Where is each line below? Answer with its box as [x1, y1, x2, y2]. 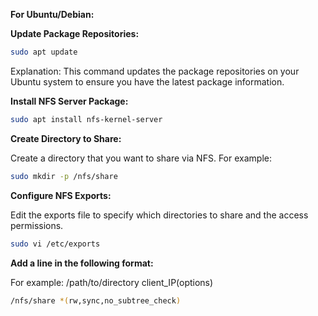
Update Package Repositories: [10, 28, 140, 39]
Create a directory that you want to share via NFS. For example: [10, 152, 272, 164]
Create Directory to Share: [10, 132, 122, 144]
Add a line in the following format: [10, 257, 154, 269]
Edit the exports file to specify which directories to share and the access [10, 209, 309, 221]
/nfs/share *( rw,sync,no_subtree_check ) [10, 295, 182, 306]
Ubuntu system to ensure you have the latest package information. [10, 75, 285, 88]
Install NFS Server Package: [10, 95, 129, 107]
